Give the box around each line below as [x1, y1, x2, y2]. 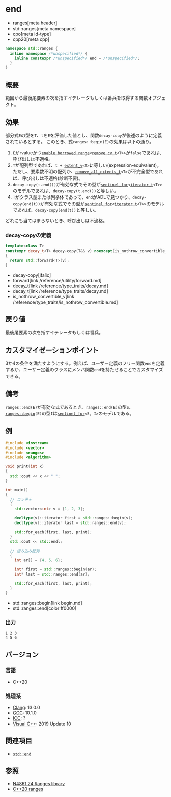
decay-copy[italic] [12, 271, 51, 278]
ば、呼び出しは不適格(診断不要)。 [12, 175, 83, 181]
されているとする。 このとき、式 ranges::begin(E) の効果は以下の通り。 [5, 138, 154, 144]
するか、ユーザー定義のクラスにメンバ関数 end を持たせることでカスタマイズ [5, 367, 163, 373]
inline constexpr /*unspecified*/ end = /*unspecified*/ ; [14, 56, 140, 61]
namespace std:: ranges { [5, 46, 58, 51]
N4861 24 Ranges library [12, 780, 65, 786]
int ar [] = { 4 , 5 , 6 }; [14, 558, 63, 563]
